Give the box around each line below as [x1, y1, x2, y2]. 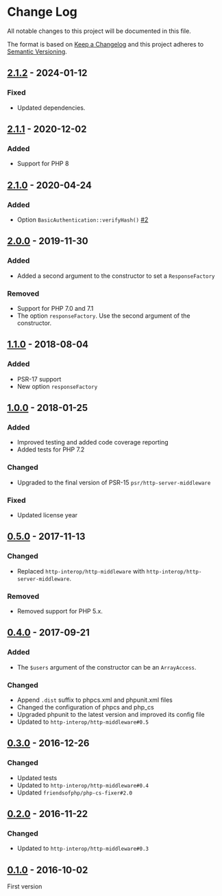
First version [7, 882, 42, 891]
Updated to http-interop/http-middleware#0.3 [16, 845, 149, 853]
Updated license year [16, 510, 78, 519]
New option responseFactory [16, 382, 98, 390]
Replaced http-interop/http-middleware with [16, 567, 145, 575]
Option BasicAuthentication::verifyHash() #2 [16, 215, 149, 224]
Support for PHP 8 [16, 159, 69, 168]
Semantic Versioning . [7, 47, 67, 56]
